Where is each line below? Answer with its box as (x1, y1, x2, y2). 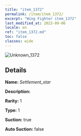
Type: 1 (5, 107, 20, 113)
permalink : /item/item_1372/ (5, 12, 64, 17)
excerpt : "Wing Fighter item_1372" (5, 16, 77, 21)
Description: (5, 88, 30, 94)
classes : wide (5, 39, 34, 44)
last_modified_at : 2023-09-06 (5, 20, 66, 26)
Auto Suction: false (5, 126, 44, 132)
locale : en (5, 25, 27, 30)
